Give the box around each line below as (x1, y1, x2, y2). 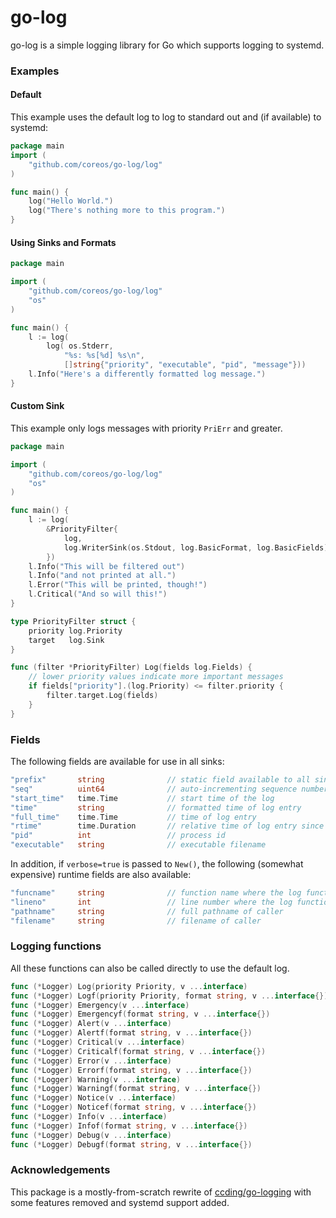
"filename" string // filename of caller (10, 916, 262, 926)
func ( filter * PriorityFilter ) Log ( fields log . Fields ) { (10, 662, 253, 673)
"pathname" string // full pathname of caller (10, 906, 284, 916)
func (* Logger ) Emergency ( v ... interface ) (10, 1000, 190, 1010)
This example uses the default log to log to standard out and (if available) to (10, 111, 322, 123)
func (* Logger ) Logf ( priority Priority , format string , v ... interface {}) (10, 991, 329, 1001)
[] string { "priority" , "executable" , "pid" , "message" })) (63, 360, 307, 370)
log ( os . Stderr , (46, 341, 114, 351)
